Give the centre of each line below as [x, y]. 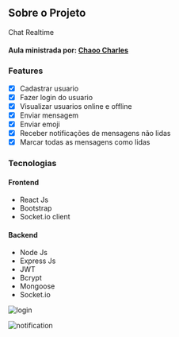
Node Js [33, 253]
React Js [34, 200]
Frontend [24, 182]
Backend [23, 234]
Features [26, 71]
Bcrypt [30, 278]
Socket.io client [45, 217]
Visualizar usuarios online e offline [76, 106]
